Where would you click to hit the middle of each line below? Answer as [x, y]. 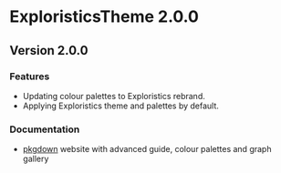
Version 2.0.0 [49, 51]
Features [30, 76]
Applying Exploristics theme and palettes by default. [120, 106]
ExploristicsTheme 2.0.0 [104, 17]
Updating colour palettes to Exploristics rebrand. [114, 96]
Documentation [45, 129]
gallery [36, 159]
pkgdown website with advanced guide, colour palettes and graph [147, 149]
